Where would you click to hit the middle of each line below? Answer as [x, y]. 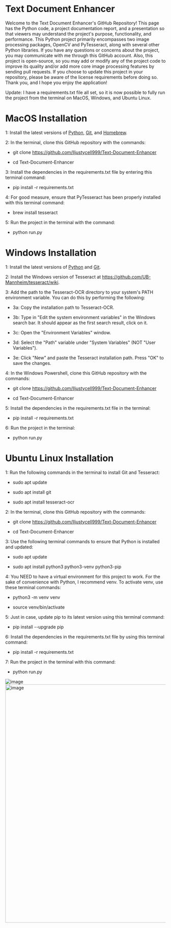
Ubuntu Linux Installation [59, 458]
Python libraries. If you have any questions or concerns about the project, [82, 50]
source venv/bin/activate [39, 607]
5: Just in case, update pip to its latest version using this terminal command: [85, 617]
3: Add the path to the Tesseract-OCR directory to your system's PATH [79, 292]
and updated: [19, 547]
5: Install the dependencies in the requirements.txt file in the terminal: [78, 408]
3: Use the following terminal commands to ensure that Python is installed [82, 541]
